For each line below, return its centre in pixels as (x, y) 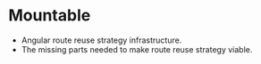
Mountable (50, 16)
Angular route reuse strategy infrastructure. (101, 40)
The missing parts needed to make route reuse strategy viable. (137, 49)
